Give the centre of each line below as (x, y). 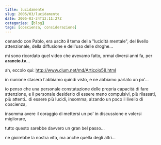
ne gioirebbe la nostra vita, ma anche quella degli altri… (60, 138)
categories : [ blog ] (25, 23)
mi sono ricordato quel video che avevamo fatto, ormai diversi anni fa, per (79, 56)
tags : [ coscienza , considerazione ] (41, 28)
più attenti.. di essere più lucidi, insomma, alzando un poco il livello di (74, 99)
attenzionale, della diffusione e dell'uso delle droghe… (59, 46)
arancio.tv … (17, 61)
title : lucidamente (25, 9)
